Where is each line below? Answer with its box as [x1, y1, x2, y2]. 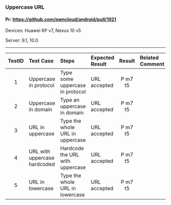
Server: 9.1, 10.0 [5, 37, 39, 44]
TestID [8, 57, 24, 65]
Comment [139, 61, 164, 68]
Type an [60, 97, 80, 104]
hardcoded [28, 161, 55, 168]
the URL [60, 151, 80, 158]
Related [139, 54, 159, 62]
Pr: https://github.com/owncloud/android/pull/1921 [5, 16, 117, 22]
